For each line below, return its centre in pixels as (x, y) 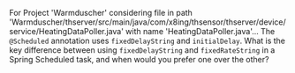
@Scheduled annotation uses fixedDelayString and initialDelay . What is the (147, 40)
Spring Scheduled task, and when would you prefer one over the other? (139, 59)
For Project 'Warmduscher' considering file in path (101, 13)
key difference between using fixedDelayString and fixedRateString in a (142, 50)
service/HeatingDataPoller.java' (66, 31)
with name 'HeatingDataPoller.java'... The (200, 31)
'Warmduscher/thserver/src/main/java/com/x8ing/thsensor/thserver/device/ (148, 22)
